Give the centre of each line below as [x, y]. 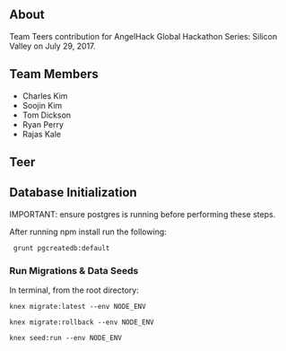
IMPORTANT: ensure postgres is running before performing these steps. [143, 214]
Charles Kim [45, 96]
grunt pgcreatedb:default [61, 248]
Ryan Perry [43, 124]
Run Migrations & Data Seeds [74, 270]
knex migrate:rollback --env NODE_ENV [82, 322]
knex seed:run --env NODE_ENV [66, 338]
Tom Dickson [47, 115]
